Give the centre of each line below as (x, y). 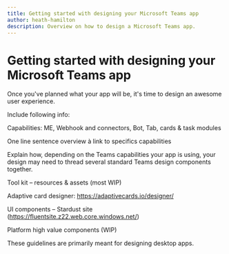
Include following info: (39, 115)
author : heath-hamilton (41, 20)
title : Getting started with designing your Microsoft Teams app (103, 13)
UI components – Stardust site (50, 209)
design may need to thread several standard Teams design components (109, 162)
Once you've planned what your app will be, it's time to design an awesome (114, 94)
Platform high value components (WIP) (62, 230)
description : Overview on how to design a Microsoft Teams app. (101, 26)
